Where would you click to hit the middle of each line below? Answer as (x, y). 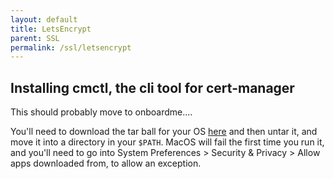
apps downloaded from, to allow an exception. (106, 163)
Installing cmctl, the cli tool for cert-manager (152, 87)
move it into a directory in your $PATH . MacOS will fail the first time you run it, (167, 142)
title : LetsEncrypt (51, 29)
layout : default (44, 19)
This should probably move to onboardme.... (101, 112)
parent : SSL (35, 38)
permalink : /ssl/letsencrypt (71, 47)
